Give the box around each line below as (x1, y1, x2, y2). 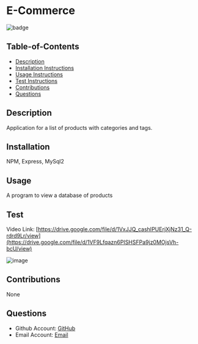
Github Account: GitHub (15, 324, 76, 332)
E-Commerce (6, 4, 75, 18)
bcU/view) (6, 245, 32, 252)
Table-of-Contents (6, 41, 79, 52)
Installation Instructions (15, 64, 75, 71)
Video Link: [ (6, 226, 38, 232)
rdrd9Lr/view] (6, 232, 41, 239)
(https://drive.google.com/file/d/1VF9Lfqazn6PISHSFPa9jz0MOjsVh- (6, 238, 179, 246)
